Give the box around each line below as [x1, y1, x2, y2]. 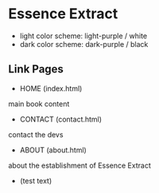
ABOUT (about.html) [19, 145, 87, 155]
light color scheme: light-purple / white [19, 31, 148, 41]
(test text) [19, 176, 52, 185]
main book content [8, 98, 70, 108]
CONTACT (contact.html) [19, 114, 102, 124]
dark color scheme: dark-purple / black [19, 39, 149, 48]
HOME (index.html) [19, 83, 83, 93]
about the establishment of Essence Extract [8, 160, 151, 170]
